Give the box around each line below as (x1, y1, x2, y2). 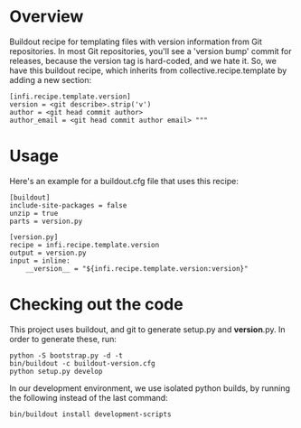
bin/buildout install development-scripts (9, 409, 172, 419)
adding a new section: (9, 74, 92, 85)
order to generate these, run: (9, 333, 118, 344)
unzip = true (9, 209, 59, 218)
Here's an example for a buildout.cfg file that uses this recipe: (9, 175, 240, 186)
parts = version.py (9, 217, 83, 226)
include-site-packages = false (9, 200, 127, 209)
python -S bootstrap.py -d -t (9, 350, 124, 360)
